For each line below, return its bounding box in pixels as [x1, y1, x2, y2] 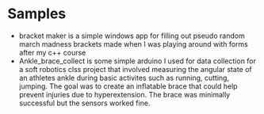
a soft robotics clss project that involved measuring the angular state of [18, 64, 253, 74]
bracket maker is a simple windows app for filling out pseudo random [18, 31, 245, 40]
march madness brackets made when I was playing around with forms [18, 39, 249, 48]
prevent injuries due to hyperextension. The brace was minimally [18, 89, 231, 99]
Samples [7, 5, 67, 23]
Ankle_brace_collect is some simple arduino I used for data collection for [18, 56, 257, 66]
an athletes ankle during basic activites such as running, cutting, [18, 73, 230, 82]
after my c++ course [18, 47, 86, 57]
